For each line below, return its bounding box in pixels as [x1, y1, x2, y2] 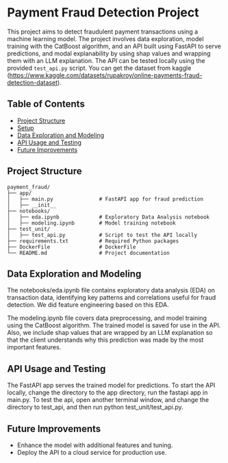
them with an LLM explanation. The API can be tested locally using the [7, 56, 205, 64]
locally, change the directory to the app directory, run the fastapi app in [7, 388, 208, 397]
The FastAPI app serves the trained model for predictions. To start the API [7, 381, 216, 390]
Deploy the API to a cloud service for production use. [16, 449, 167, 456]
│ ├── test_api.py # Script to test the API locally [7, 231, 197, 238]
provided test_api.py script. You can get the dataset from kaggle [7, 64, 192, 72]
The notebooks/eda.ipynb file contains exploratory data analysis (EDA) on [7, 286, 216, 295]
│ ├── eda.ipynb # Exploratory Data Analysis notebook [7, 214, 210, 221]
